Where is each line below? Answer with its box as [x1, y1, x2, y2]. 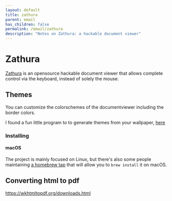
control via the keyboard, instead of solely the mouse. [5, 75, 119, 82]
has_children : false [5, 21, 50, 27]
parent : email [5, 17, 36, 22]
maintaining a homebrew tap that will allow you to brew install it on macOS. [5, 162, 167, 168]
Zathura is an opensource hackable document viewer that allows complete [5, 70, 163, 76]
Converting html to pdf [5, 176, 80, 185]
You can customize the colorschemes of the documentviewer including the [5, 104, 164, 110]
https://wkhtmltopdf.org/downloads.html [5, 190, 91, 196]
